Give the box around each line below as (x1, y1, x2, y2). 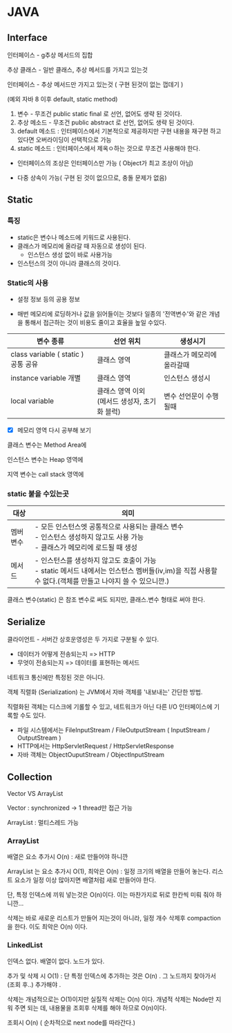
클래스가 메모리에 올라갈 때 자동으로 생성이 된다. (17, 241, 146, 250)
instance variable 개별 (10, 373, 81, 382)
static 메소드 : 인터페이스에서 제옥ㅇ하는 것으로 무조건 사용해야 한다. (17, 145, 200, 152)
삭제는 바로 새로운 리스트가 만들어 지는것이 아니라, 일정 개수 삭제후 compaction (7, 914, 221, 922)
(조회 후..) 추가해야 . (7, 980, 61, 989)
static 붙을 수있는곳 (7, 489, 69, 499)
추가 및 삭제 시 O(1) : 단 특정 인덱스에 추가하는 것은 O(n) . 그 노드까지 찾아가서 (7, 971, 216, 980)
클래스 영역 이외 (96, 386, 146, 395)
